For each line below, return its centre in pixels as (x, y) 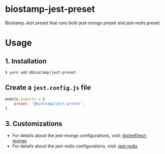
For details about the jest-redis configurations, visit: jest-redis (75, 146)
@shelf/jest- (135, 136)
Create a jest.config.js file (48, 88)
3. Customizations (34, 124)
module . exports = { (25, 99)
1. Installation (26, 61)
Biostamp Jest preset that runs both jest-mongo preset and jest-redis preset (82, 23)
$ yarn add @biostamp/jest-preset (41, 72)
